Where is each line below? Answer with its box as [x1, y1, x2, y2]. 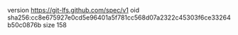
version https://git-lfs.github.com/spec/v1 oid [7, 6, 140, 14]
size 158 [43, 21, 67, 29]
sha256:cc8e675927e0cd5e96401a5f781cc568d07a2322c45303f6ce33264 [7, 13, 231, 22]
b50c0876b [7, 21, 42, 29]
